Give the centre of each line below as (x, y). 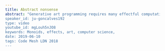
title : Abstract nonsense (31, 9)
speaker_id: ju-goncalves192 (35, 18)
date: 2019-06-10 (23, 37)
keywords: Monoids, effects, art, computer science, (60, 32)
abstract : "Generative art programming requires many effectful (72, 14)
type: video (17, 23)
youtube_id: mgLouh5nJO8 (30, 28)
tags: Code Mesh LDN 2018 (31, 41)
